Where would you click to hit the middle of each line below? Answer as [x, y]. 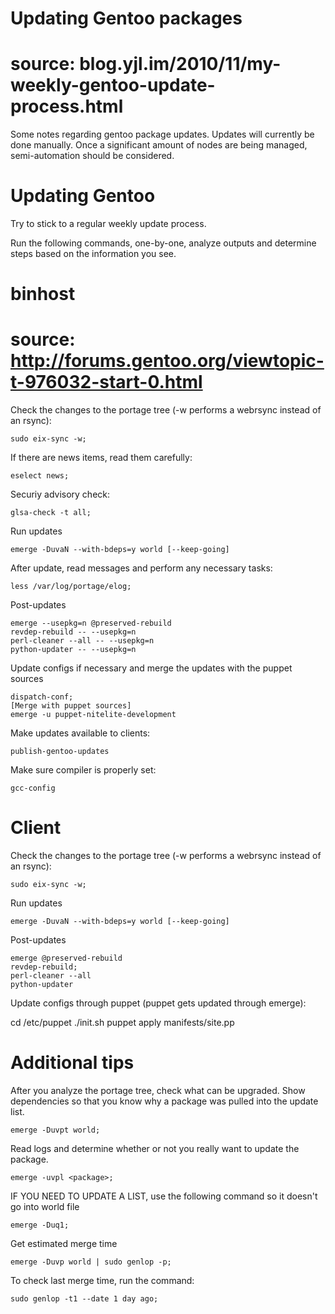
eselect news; [40, 476]
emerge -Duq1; [40, 1225]
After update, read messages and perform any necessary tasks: [141, 568]
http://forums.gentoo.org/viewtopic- [167, 361]
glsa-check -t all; [51, 513]
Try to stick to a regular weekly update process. [108, 224]
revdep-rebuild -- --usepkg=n [73, 632]
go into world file [45, 1207]
